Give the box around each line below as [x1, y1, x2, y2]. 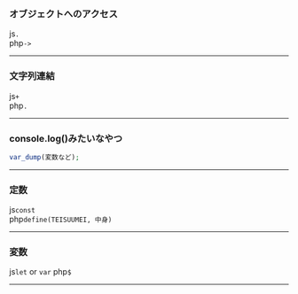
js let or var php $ [9, 267, 72, 277]
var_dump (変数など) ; [9, 152, 80, 161]
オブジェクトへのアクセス [9, 7, 118, 19]
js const [9, 205, 35, 215]
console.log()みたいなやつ [9, 132, 122, 144]
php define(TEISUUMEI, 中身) [9, 214, 113, 225]
